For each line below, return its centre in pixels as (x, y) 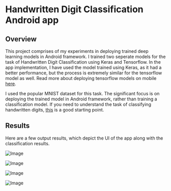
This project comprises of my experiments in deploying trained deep (77, 51)
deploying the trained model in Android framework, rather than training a (81, 99)
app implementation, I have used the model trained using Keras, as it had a (83, 67)
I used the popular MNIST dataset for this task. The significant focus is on (82, 93)
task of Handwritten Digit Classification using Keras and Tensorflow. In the (83, 62)
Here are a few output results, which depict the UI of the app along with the (84, 138)
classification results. (27, 143)
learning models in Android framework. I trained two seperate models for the (85, 57)
